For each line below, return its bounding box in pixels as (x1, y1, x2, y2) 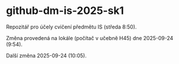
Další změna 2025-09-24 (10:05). (6, 52, 87, 59)
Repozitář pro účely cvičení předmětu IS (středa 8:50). (6, 23, 137, 30)
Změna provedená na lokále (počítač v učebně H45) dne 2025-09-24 (6, 34, 174, 41)
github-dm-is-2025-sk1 (6, 4, 124, 17)
